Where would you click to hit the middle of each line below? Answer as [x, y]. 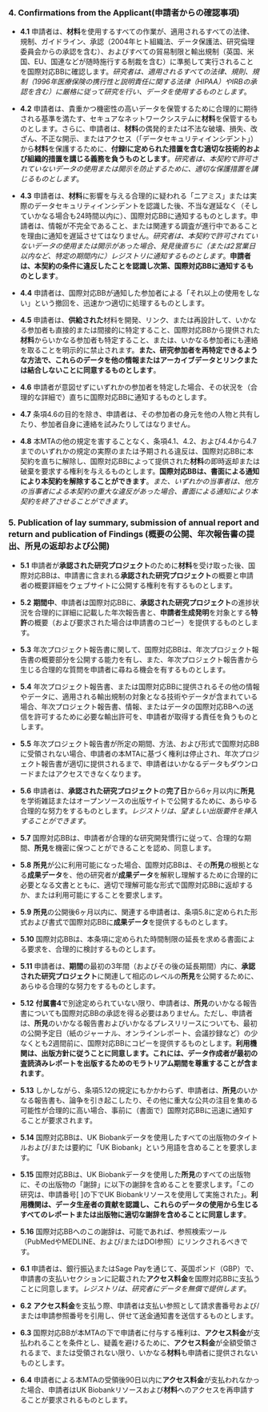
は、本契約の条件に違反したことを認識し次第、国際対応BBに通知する [133, 266]
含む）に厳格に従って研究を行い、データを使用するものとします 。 [143, 92]
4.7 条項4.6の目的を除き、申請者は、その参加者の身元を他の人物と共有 [136, 414]
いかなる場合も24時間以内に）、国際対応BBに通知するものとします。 [139, 216]
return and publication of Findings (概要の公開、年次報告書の [127, 535]
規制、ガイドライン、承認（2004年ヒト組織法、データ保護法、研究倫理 [137, 42]
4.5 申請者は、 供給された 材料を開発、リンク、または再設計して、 [128, 320]
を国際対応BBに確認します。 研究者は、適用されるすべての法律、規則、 [136, 72]
